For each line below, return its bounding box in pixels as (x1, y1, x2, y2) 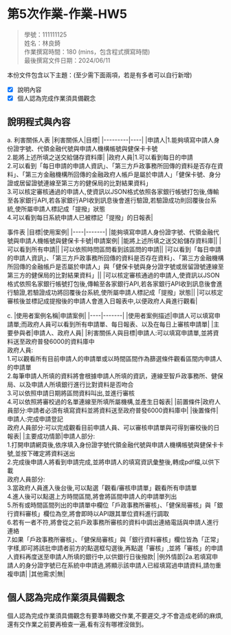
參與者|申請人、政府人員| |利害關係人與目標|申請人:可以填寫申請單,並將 (12, 329, 213, 337)
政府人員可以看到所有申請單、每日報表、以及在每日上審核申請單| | (27, 320, 214, 328)
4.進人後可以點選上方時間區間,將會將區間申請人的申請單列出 (7, 492, 177, 500)
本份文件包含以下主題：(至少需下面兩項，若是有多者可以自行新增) (7, 70, 192, 79)
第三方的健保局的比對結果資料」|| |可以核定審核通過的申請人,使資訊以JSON (7, 271, 220, 279)
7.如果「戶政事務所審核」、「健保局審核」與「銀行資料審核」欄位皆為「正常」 (7, 535, 223, 543)
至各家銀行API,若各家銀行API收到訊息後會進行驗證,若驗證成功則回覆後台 (7, 196, 211, 204)
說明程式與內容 (7, 116, 71, 128)
